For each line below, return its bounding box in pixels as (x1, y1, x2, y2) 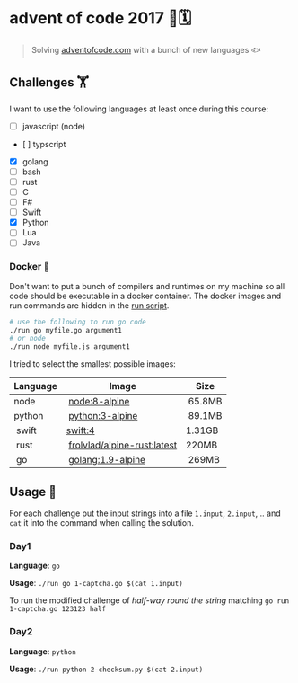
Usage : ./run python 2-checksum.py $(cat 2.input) (9, 663, 204, 674)
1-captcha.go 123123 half (9, 605, 106, 614)
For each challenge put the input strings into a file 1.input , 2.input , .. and (9, 508, 281, 519)
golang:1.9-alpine (68, 454, 146, 466)
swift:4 (66, 424, 95, 437)
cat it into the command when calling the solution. (9, 517, 195, 528)
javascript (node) (22, 120, 86, 131)
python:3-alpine (68, 410, 138, 422)
